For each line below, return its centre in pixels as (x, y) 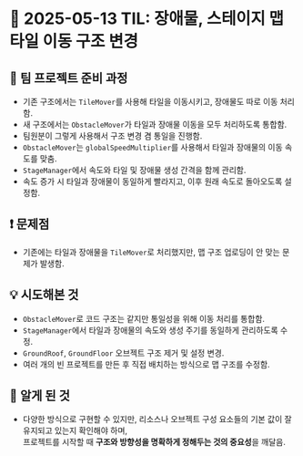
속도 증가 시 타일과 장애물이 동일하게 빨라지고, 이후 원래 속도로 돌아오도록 (152, 181)
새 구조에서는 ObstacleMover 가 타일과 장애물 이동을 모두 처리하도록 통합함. (155, 124)
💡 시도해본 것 (44, 295)
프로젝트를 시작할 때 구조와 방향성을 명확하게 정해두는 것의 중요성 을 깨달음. (154, 442)
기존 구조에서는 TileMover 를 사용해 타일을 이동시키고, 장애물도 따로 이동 (150, 102)
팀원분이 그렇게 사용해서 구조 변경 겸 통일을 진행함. (112, 136)
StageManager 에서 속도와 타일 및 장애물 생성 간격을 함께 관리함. (134, 170)
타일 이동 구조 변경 (74, 41)
